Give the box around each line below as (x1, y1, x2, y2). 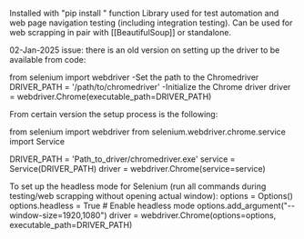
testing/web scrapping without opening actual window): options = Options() (9, 191, 293, 201)
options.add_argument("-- (197, 200, 296, 211)
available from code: (9, 55, 86, 65)
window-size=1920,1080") (9, 210, 107, 221)
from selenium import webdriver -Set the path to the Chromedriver (9, 72, 259, 83)
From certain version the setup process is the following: (9, 109, 218, 119)
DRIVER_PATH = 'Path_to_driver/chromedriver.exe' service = (9, 154, 236, 164)
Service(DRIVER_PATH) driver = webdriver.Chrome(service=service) (9, 164, 266, 174)
